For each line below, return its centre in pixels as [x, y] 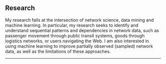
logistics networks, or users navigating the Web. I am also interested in [77, 41]
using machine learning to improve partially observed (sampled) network [79, 46]
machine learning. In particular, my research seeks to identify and [72, 25]
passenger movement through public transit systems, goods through [75, 35]
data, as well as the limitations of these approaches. [58, 51]
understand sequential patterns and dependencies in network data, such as [82, 30]
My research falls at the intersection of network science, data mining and [80, 20]
